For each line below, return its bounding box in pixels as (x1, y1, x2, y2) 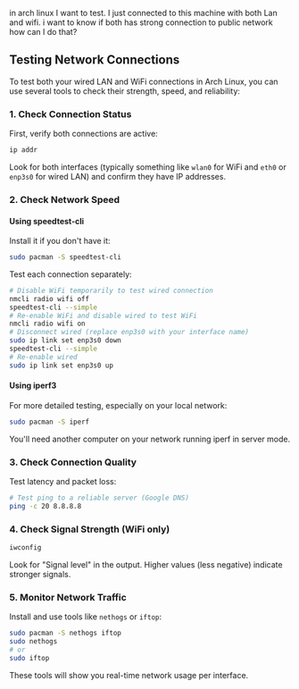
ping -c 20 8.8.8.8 (9, 501, 82, 510)
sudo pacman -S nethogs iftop (9, 629, 122, 638)
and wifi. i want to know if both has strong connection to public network (9, 17, 274, 28)
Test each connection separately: (9, 268, 132, 280)
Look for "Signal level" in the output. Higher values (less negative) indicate (9, 559, 283, 570)
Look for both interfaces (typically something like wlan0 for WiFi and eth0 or (9, 161, 287, 172)
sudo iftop (9, 653, 50, 662)
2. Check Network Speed (9, 193, 120, 206)
